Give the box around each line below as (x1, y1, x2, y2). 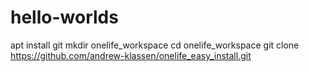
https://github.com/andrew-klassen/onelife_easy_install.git (10, 49, 252, 61)
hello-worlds (10, 6, 119, 29)
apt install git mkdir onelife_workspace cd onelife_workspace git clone (10, 39, 300, 51)
